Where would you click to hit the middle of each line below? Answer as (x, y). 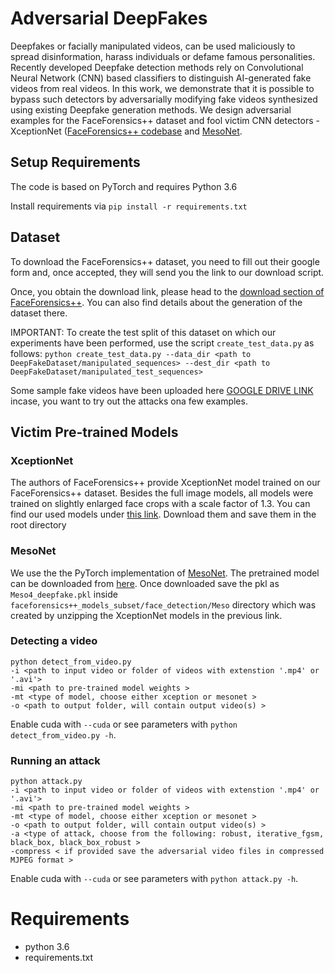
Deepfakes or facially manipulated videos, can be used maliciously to (153, 46)
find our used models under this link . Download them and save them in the (163, 514)
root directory (38, 525)
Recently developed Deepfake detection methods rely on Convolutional (157, 67)
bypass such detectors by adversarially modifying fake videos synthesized (164, 99)
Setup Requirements (75, 162)
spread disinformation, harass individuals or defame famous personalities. (163, 56)
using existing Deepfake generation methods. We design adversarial (151, 109)
